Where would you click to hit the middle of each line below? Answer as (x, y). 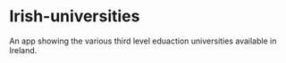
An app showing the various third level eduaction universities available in (143, 41)
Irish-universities (75, 16)
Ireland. (23, 50)
